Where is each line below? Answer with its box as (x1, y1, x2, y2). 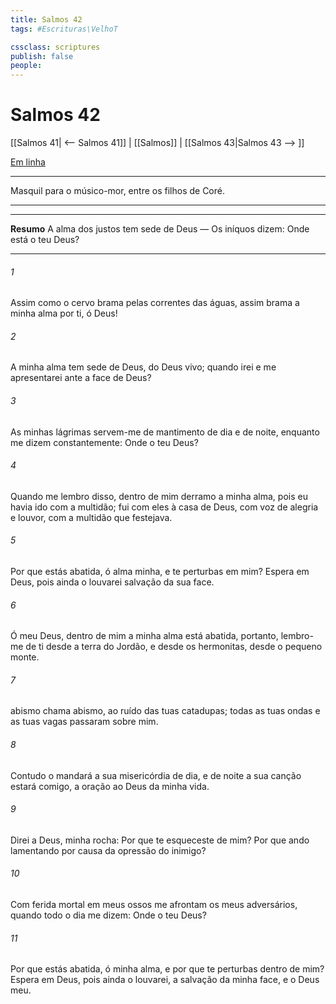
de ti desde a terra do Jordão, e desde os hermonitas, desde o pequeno (25, 641, 323, 653)
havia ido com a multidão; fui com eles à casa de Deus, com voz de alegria (10, 501, 319, 513)
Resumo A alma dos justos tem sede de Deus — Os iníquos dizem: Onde (10, 223, 310, 235)
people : (10, 61, 43, 71)
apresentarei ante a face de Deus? (10, 372, 152, 384)
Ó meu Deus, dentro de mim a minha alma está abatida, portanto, (10, 630, 279, 642)
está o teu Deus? (10, 234, 80, 246)
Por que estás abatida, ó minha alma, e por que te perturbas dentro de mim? (10, 963, 325, 975)
